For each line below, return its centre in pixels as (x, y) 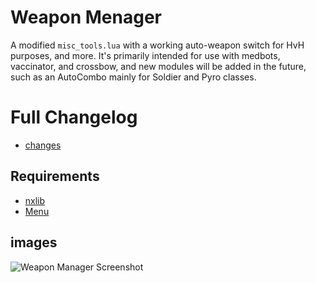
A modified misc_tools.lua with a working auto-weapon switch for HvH (157, 45)
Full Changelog (74, 117)
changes (43, 145)
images (34, 242)
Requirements (55, 176)
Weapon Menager (86, 17)
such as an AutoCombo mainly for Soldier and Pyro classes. (133, 77)
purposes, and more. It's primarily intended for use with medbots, (145, 55)
